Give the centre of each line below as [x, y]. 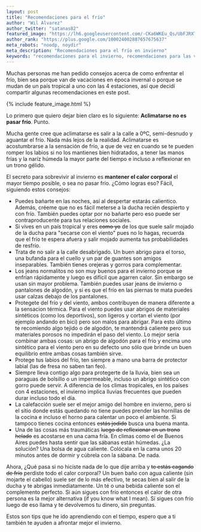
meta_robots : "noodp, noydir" [44, 45]
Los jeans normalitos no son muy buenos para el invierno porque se [98, 271]
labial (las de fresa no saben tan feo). [60, 366]
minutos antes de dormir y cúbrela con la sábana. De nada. [87, 455]
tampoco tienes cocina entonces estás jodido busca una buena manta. [102, 423]
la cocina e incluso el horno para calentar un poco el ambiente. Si [95, 417]
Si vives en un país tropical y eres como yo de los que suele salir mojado [104, 226]
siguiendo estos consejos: [38, 189]
